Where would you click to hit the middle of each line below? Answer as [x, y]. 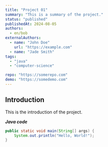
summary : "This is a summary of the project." [54, 15]
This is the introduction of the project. [44, 112]
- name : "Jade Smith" [32, 52]
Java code [16, 121]
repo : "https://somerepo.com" [37, 75]
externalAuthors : [23, 38]
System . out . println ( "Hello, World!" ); [54, 135]
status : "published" [27, 19]
